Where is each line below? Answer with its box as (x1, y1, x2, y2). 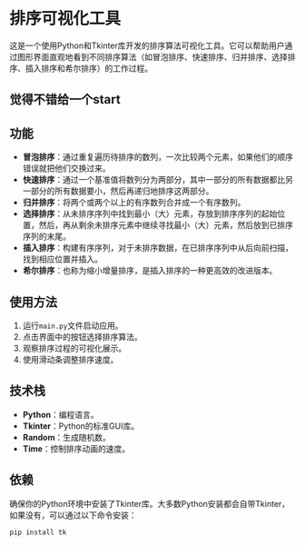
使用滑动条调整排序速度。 (22, 353, 119, 364)
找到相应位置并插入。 (22, 253, 103, 264)
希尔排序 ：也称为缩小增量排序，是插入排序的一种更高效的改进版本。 (22, 265, 278, 276)
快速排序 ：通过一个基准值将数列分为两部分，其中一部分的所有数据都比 (22, 174, 286, 185)
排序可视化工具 (9, 8, 122, 29)
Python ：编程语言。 (22, 409, 99, 420)
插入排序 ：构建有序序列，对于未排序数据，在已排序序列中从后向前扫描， (22, 243, 293, 253)
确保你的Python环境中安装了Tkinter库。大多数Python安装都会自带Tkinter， (9, 498, 290, 509)
